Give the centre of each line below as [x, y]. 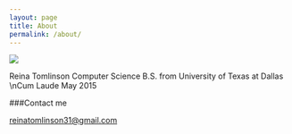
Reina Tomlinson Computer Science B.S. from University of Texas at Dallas [146, 76]
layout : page [33, 17]
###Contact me [38, 103]
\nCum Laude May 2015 [53, 86]
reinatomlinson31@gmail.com [63, 121]
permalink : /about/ [46, 34]
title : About [33, 26]
